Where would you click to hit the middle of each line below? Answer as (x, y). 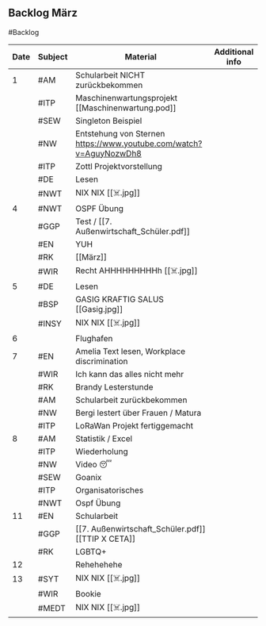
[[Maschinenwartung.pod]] (125, 108)
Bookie (88, 593)
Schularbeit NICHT (110, 75)
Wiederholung (101, 451)
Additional (234, 52)
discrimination (101, 361)
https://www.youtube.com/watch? (139, 144)
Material (141, 56)
